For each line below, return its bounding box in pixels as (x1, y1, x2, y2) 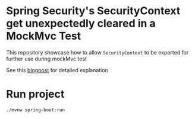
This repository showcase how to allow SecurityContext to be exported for (6, 49, 189, 56)
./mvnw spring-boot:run (6, 107, 65, 113)
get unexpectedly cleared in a (6, 17, 156, 30)
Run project (6, 88, 65, 101)
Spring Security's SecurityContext (6, 4, 181, 18)
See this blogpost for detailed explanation (6, 66, 108, 73)
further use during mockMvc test (6, 55, 87, 62)
